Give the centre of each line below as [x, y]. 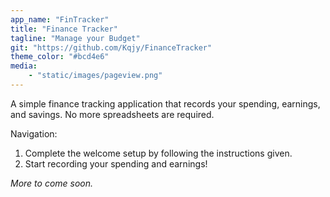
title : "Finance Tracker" [64, 29]
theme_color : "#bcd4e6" [60, 57]
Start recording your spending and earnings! [116, 163]
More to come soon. [52, 183]
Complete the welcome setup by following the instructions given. [158, 153]
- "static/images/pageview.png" [95, 76]
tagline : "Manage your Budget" [75, 38]
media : [24, 66]
